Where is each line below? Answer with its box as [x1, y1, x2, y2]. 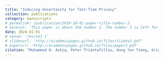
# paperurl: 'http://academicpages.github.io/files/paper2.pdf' [5, 43, 139, 48]
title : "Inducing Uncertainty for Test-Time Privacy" [5, 7, 117, 12]
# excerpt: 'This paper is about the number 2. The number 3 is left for [5, 25, 159, 30]
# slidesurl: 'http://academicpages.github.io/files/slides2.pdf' [5, 39, 143, 44]
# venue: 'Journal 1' [5, 34, 49, 39]
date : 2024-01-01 [5, 30, 41, 34]
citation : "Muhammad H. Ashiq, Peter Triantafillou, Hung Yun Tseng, [5, 47, 150, 52]
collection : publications [5, 12, 58, 16]
